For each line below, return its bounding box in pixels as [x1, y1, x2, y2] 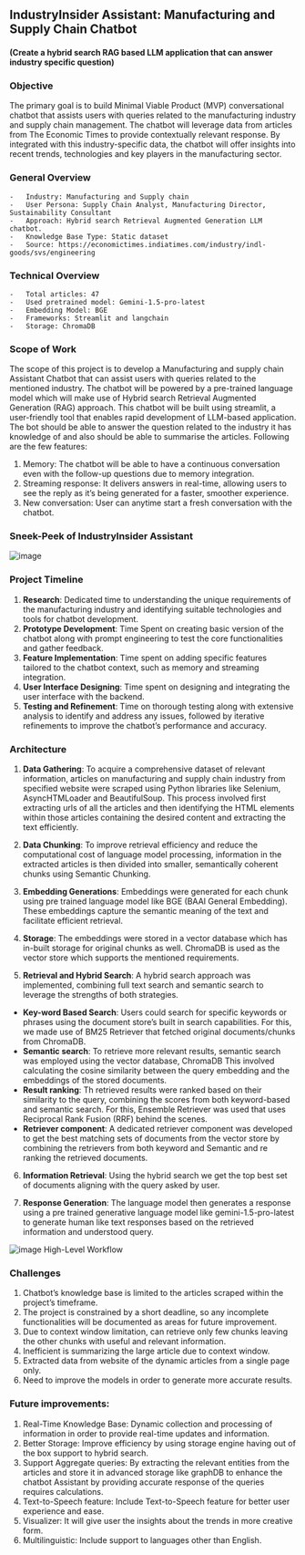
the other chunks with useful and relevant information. [22, 1336, 227, 1347]
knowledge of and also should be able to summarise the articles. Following [9, 431, 290, 442]
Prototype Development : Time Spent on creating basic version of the [22, 623, 284, 634]
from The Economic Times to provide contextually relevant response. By [9, 130, 280, 140]
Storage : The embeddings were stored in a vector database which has [22, 933, 289, 944]
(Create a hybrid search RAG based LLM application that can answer [9, 47, 273, 57]
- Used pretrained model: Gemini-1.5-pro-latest [9, 297, 206, 306]
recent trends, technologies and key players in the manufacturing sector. [9, 149, 282, 160]
